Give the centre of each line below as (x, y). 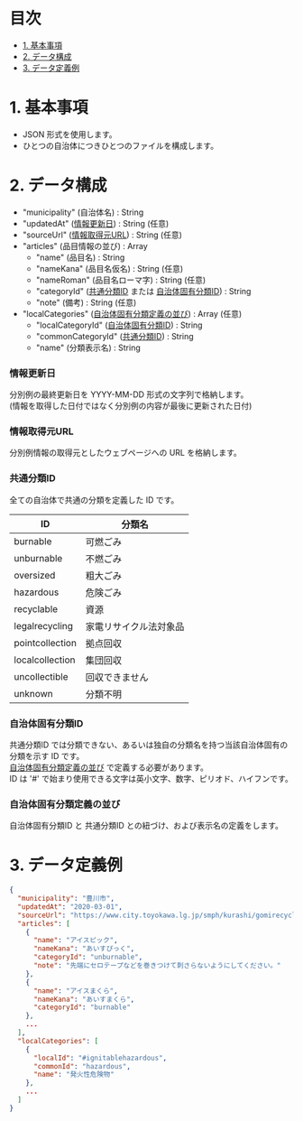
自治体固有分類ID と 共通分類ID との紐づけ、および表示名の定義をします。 (147, 826)
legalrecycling (44, 625)
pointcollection (45, 643)
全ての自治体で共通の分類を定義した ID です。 (94, 500)
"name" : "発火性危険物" (73, 1075)
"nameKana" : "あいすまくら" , (84, 999)
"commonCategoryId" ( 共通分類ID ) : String (115, 336)
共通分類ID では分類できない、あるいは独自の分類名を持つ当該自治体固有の (149, 745)
